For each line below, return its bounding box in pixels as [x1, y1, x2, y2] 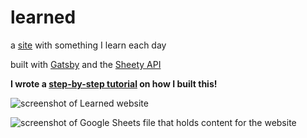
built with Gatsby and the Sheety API [10, 58, 162, 70]
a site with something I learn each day [10, 39, 167, 51]
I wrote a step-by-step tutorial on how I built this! [10, 77, 218, 90]
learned [10, 6, 77, 29]
